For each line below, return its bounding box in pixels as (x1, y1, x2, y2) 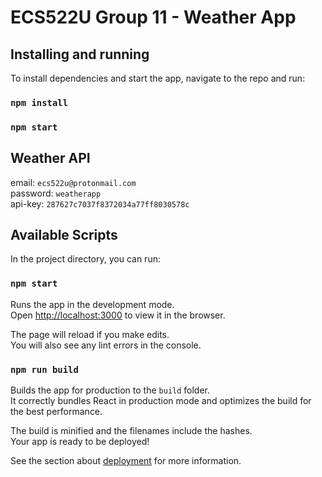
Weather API (10, 150, 91, 167)
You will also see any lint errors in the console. (10, 339, 202, 351)
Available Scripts (10, 227, 118, 244)
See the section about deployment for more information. (10, 455, 242, 467)
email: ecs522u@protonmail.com (10, 176, 137, 188)
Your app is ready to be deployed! (10, 436, 150, 448)
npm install (10, 97, 69, 108)
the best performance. (10, 406, 103, 418)
